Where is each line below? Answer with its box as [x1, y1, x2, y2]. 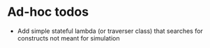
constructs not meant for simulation [17, 34, 120, 42]
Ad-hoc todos [7, 4, 89, 20]
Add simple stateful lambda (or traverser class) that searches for [17, 27, 204, 35]
